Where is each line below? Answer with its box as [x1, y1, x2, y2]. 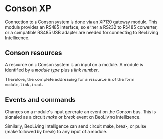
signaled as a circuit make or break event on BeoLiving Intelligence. [5, 114, 141, 119]
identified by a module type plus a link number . [5, 67, 99, 73]
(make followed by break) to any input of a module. [5, 128, 108, 134]
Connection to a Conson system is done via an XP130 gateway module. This [5, 19, 158, 25]
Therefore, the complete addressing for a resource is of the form [5, 76, 135, 82]
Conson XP [5, 3, 52, 14]
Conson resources [5, 49, 62, 57]
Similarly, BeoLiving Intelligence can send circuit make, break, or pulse [5, 123, 147, 129]
